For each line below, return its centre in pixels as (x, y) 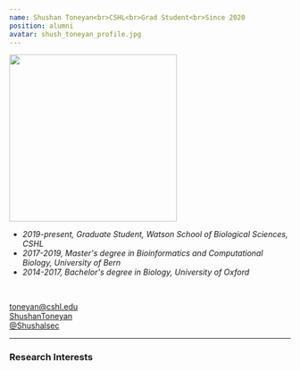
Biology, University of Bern (71, 263)
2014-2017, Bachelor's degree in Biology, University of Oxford (136, 272)
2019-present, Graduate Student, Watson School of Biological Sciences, (155, 234)
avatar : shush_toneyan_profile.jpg (75, 34)
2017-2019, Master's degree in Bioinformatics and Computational (142, 253)
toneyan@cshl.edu (44, 307)
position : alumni (42, 26)
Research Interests (51, 358)
